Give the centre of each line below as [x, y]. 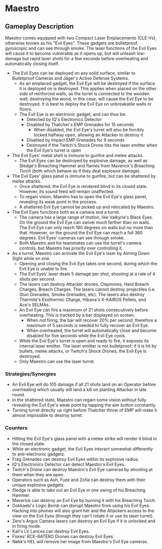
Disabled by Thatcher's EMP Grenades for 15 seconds [80, 125]
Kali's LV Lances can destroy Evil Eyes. [51, 531]
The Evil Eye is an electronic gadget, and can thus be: [73, 114]
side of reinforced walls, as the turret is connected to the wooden [84, 94]
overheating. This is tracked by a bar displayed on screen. [77, 315]
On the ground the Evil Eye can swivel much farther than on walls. [85, 222]
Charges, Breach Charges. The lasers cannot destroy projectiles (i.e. [88, 289]
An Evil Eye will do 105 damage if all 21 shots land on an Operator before [84, 384]
